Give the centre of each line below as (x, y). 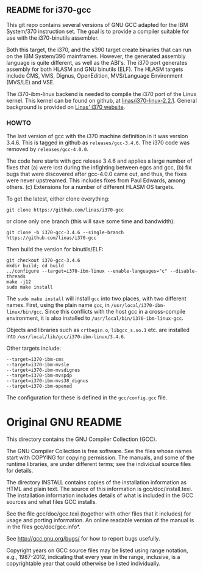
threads (16, 277)
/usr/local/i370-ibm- (138, 306)
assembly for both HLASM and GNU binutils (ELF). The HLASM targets (95, 69)
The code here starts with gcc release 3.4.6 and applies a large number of (99, 161)
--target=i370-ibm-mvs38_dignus (47, 381)
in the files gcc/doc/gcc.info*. (44, 527)
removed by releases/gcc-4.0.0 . (47, 149)
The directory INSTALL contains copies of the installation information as (97, 482)
